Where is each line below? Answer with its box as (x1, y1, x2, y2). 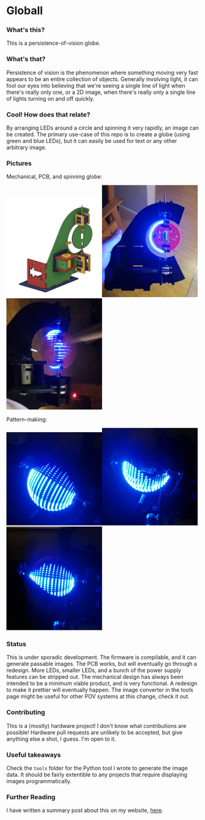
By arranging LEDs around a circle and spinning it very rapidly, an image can (6, 124, 199, 132)
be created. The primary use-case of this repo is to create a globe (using (6, 131, 190, 138)
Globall (6, 4, 43, 18)
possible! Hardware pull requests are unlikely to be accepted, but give (6, 729, 182, 736)
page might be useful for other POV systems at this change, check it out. (6, 693, 190, 700)
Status (6, 640, 26, 648)
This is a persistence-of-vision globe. (6, 39, 101, 47)
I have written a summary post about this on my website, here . (6, 806, 163, 814)
